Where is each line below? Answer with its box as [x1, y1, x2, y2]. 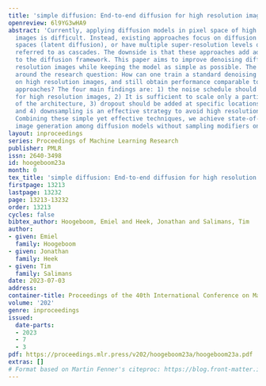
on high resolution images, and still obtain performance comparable [15, 78, 249, 86]
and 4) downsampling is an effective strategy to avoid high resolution [15, 108, 260, 116]
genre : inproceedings [8, 306, 80, 314]
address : [8, 285, 37, 292]
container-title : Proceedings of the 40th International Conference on [8, 292, 249, 300]
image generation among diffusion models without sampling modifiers [15, 122, 249, 130]
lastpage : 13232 [8, 188, 62, 197]
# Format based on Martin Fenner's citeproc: [8, 365, 161, 373]
